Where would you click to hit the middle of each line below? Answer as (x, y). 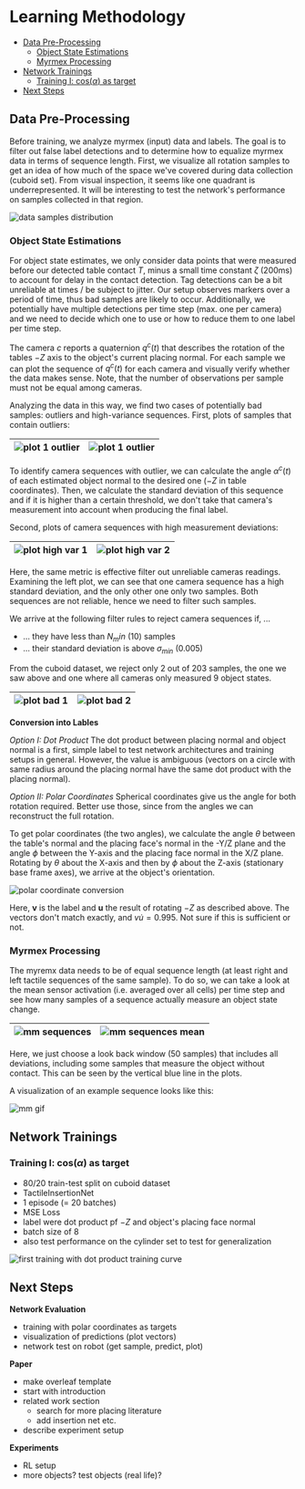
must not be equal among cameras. (76, 388)
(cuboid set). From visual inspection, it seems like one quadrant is (132, 180)
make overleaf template (67, 1382)
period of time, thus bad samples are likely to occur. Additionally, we (137, 299)
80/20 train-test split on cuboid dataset (97, 1182)
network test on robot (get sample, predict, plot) (112, 1347)
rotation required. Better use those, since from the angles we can (132, 806)
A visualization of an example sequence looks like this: (112, 1090)
